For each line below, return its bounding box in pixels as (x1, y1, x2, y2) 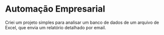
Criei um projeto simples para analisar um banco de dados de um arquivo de (5, 19, 159, 25)
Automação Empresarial (5, 3, 105, 15)
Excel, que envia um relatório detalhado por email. (5, 24, 106, 30)
